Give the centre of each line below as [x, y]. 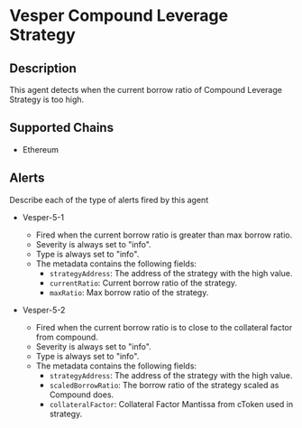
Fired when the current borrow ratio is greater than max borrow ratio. [164, 235]
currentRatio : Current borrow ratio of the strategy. [143, 283]
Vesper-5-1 [43, 217]
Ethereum [40, 149]
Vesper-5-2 [44, 310]
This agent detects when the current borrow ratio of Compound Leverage [146, 90]
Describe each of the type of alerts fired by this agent [109, 200]
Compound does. [82, 395]
